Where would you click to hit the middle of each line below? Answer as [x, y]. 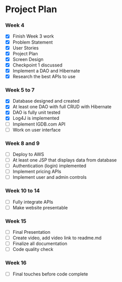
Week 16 [16, 263]
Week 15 [16, 221]
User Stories [26, 48]
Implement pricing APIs [37, 172]
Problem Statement [33, 42]
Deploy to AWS [28, 154]
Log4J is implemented [36, 118]
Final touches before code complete [50, 274]
